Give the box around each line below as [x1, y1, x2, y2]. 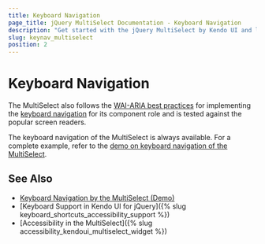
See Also [8, 172, 53, 186]
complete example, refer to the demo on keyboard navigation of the [8, 141, 228, 150]
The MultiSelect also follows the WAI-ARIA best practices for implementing [8, 101, 251, 110]
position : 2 [8, 41, 47, 49]
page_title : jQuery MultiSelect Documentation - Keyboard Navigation [8, 19, 242, 27]
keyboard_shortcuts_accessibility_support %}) [19, 209, 170, 219]
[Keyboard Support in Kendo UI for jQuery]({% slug [19, 201, 187, 211]
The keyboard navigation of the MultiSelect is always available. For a [8, 133, 231, 142]
